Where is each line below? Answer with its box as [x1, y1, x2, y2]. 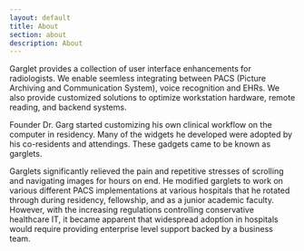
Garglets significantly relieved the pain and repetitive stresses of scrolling [9, 166, 284, 177]
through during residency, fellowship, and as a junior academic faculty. [9, 195, 275, 206]
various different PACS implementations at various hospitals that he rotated [9, 185, 290, 196]
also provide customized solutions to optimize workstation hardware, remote [9, 92, 296, 103]
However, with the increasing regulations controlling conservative [9, 205, 254, 216]
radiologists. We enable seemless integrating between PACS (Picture [9, 73, 266, 84]
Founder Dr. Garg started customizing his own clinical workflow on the [9, 120, 272, 130]
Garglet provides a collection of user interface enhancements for [9, 63, 251, 74]
